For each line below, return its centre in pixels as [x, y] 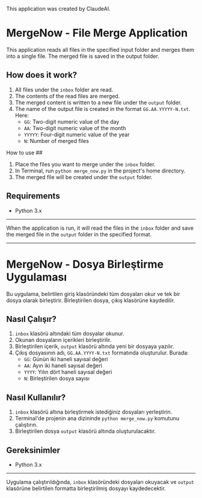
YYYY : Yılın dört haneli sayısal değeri [68, 372]
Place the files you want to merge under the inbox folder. [85, 164]
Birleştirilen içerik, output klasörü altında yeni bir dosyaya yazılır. [94, 347]
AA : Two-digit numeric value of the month [75, 128]
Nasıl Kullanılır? [36, 397]
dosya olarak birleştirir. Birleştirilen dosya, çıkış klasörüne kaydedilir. [91, 300]
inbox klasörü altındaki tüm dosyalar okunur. [69, 333]
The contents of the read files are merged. [67, 96]
